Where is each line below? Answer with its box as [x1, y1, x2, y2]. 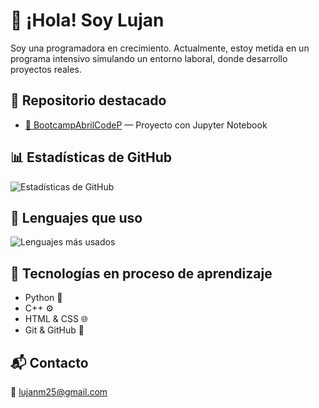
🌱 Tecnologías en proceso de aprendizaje [10, 265, 273, 282]
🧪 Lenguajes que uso [10, 209, 143, 226]
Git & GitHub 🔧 [24, 324, 85, 336]
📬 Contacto [10, 354, 89, 371]
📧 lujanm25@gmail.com [10, 386, 108, 398]
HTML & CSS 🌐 [24, 313, 89, 325]
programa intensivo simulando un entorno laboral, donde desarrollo [10, 52, 288, 64]
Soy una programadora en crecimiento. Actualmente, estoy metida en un [10, 42, 310, 54]
